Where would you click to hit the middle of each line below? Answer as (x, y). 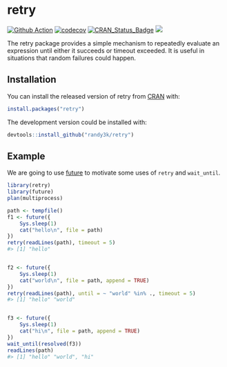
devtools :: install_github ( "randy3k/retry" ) (71, 135)
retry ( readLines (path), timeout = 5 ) (61, 243)
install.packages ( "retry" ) (46, 109)
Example (26, 156)
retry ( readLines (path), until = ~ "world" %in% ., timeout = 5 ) (101, 293)
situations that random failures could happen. (72, 58)
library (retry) (29, 186)
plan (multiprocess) (35, 199)
